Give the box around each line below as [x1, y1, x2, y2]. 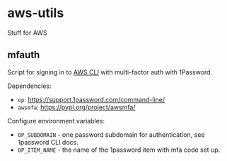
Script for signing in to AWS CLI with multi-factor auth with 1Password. [7, 67, 213, 76]
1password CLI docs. [17, 138, 79, 146]
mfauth [7, 49, 40, 61]
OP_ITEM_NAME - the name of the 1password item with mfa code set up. [17, 145, 221, 154]
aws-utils [7, 5, 64, 21]
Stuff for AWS [7, 28, 47, 37]
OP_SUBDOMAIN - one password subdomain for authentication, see [17, 130, 205, 139]
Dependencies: [7, 82, 52, 90]
